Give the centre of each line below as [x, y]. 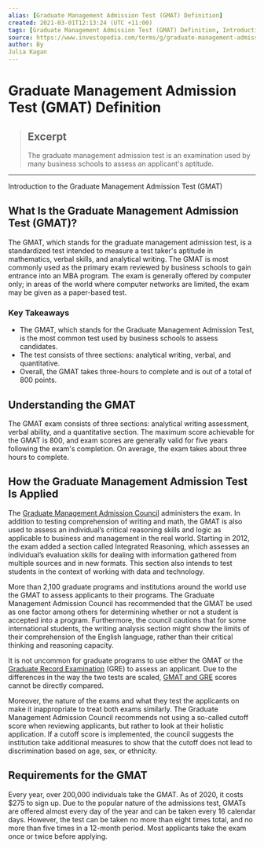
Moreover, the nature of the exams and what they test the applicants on [124, 700]
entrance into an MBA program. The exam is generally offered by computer [130, 275]
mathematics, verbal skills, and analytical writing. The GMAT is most [119, 259]
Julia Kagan [27, 52]
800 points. [38, 380]
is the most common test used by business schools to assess [119, 338]
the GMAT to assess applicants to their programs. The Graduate [111, 595]
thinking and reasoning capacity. [61, 645]
